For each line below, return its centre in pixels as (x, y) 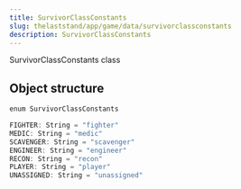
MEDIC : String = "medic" (56, 133)
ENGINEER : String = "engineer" (68, 150)
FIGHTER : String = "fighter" (64, 126)
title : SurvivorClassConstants (68, 18)
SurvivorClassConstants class (65, 60)
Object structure (57, 88)
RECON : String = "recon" (56, 158)
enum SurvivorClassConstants (64, 109)
